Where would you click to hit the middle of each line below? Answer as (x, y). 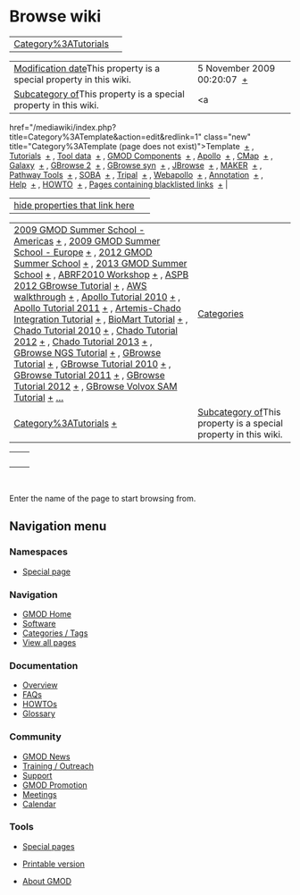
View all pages (49, 642)
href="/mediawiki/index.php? (63, 127)
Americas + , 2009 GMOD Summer (87, 241)
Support (37, 775)
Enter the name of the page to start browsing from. (103, 498)
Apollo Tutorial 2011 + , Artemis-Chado (97, 308)
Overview (40, 685)
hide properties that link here (74, 205)
